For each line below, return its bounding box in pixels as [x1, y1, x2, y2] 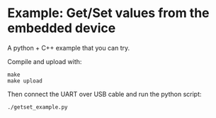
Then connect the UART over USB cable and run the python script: [7, 90, 202, 98]
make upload [7, 77, 42, 85]
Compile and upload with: [7, 57, 82, 65]
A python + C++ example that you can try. [7, 43, 130, 52]
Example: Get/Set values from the [7, 5, 210, 21]
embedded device [7, 20, 116, 36]
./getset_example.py [7, 103, 69, 111]
